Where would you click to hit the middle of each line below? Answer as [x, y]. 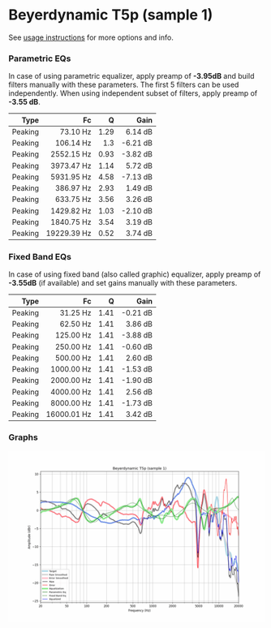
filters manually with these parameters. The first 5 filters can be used [124, 85]
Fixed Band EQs [40, 256]
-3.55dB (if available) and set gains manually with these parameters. [123, 283]
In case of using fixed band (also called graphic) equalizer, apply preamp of [135, 274]
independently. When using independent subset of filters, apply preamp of [133, 93]
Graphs [23, 437]
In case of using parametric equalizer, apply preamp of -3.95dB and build [131, 76]
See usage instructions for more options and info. [91, 37]
